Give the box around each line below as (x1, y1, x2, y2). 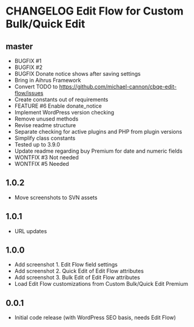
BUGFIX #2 (14, 64, 43, 71)
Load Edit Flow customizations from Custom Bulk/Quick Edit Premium (14, 280, 189, 288)
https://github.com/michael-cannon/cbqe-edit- (59, 83, 177, 90)
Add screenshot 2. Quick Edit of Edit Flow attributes (14, 268, 144, 275)
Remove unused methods (14, 115, 79, 122)
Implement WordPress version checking (14, 109, 115, 116)
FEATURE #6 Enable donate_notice (14, 102, 102, 110)
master (5, 41, 33, 51)
